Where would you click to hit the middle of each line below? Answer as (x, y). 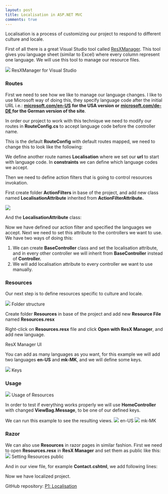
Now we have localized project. (38, 476)
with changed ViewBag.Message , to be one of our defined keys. (73, 410)
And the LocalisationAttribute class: (44, 217)
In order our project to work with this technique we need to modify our (78, 120)
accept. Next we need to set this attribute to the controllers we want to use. (84, 232)
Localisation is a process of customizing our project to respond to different (83, 34)
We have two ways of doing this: (39, 238)
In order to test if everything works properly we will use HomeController (81, 405)
